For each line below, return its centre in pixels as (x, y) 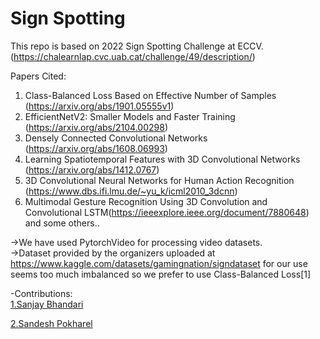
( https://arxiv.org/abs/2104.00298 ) (96, 127)
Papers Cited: (38, 76)
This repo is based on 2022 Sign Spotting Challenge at (123, 46)
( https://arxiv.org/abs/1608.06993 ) (96, 148)
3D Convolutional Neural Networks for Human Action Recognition (159, 180)
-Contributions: (41, 293)
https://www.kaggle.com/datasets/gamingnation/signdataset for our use (159, 263)
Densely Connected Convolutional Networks (116, 138)
